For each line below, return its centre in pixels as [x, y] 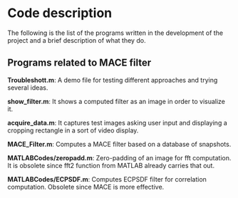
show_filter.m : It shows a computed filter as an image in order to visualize [117, 101]
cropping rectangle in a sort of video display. [73, 130]
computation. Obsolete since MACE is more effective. [86, 187]
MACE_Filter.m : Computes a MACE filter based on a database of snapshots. [119, 144]
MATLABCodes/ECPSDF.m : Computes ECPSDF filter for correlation [107, 179]
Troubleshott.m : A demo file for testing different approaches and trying [113, 80]
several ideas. [28, 88]
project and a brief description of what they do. [77, 40]
